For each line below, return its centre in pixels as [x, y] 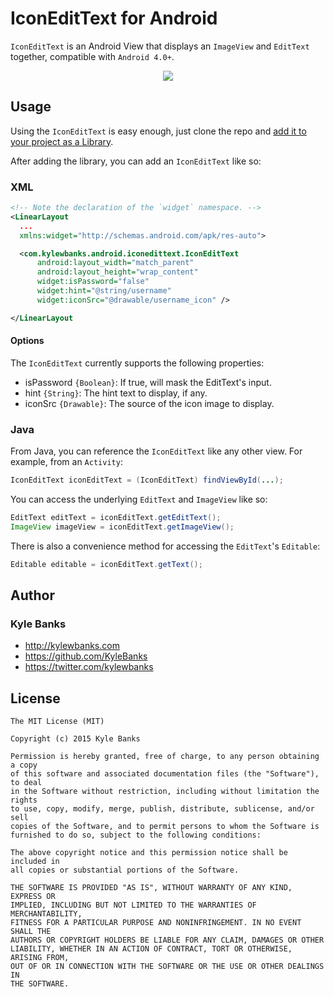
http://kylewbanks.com [72, 646]
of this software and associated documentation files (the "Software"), [165, 774]
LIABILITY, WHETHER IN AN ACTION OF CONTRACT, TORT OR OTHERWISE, [151, 949]
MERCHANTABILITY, [46, 914]
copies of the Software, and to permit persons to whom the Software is [165, 827]
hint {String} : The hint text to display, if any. [116, 393]
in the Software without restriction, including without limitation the [165, 792]
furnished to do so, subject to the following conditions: [136, 835]
